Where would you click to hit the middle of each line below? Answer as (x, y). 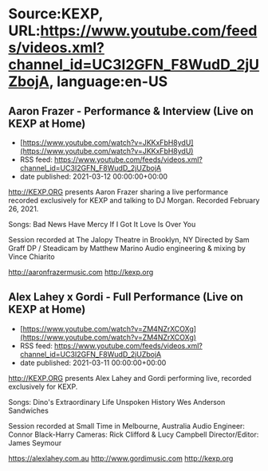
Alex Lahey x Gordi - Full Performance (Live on (126, 297)
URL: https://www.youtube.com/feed (133, 31)
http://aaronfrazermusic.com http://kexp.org (81, 272)
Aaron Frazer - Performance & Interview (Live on (131, 111)
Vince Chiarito (32, 257)
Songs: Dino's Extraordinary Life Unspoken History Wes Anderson (117, 402)
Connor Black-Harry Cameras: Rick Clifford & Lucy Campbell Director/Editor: (134, 434)
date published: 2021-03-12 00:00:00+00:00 (94, 177)
